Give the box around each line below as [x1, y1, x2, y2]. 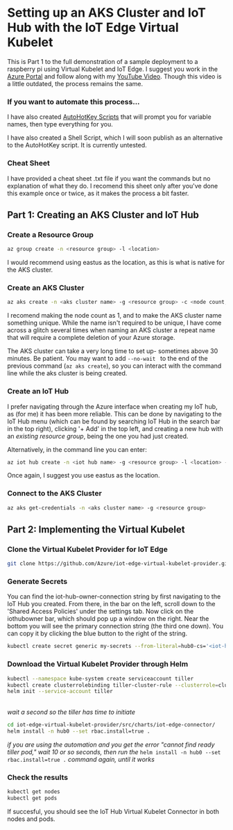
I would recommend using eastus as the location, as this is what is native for [7, 259, 225, 267]
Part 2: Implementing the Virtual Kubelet [7, 523, 185, 535]
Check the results [7, 772, 68, 782]
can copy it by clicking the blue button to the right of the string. [7, 629, 188, 637]
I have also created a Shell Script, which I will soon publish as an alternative [7, 133, 223, 142]
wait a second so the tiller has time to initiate [7, 708, 135, 717]
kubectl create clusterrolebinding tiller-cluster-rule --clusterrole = [7, 681, 218, 689]
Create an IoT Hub [7, 386, 69, 396]
